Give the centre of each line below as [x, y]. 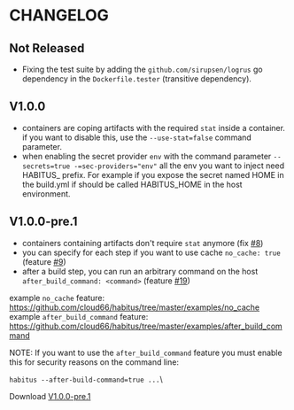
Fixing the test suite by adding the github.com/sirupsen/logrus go [142, 69]
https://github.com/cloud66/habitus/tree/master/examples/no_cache [134, 307]
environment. [46, 193]
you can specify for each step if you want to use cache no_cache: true [151, 252]
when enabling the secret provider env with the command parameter [147, 156]
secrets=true [46, 166]
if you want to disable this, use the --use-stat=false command [137, 137]
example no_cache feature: [57, 298]
